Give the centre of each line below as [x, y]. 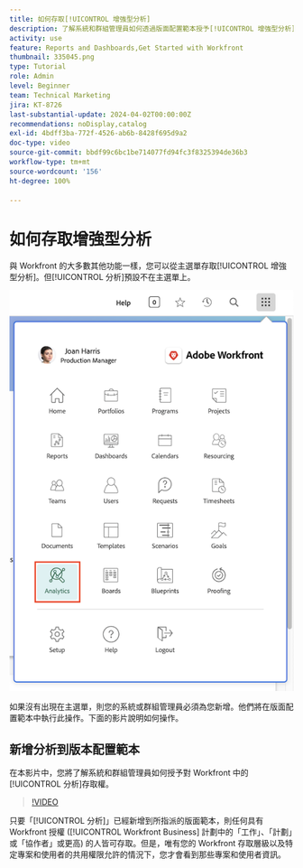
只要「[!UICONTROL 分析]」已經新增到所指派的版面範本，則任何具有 [137, 820]
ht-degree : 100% [40, 181]
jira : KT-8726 [36, 105]
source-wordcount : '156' [56, 172]
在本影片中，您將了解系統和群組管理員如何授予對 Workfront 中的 [129, 772]
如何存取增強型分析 [81, 239]
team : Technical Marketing [60, 95]
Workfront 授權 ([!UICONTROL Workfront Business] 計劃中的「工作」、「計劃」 [151, 832]
